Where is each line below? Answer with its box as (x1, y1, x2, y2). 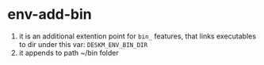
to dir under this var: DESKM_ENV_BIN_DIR (18, 39, 148, 49)
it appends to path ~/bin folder (18, 48, 120, 57)
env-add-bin (7, 5, 92, 23)
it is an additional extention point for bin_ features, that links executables (18, 31, 257, 41)
